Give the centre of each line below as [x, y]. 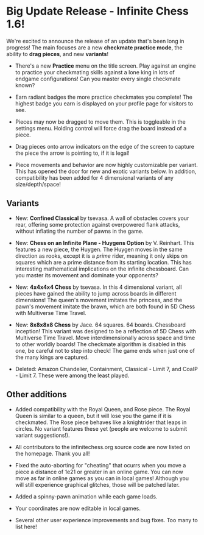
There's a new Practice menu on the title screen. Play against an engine [105, 66]
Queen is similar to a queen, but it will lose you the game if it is [93, 416]
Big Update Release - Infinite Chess [97, 11]
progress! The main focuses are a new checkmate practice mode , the [94, 48]
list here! [26, 526]
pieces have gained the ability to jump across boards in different [96, 293]
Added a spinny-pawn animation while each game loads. [86, 496]
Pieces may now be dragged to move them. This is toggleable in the [100, 122]
